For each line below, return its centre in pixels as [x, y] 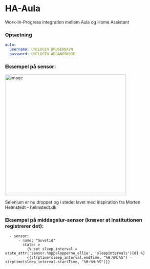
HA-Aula [23, 9]
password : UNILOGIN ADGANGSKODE [43, 54]
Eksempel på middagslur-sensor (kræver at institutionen [74, 220]
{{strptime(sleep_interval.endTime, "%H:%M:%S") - [79, 258]
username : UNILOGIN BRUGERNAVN [41, 49]
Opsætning [19, 35]
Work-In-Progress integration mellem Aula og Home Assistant [67, 22]
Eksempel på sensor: [31, 67]
